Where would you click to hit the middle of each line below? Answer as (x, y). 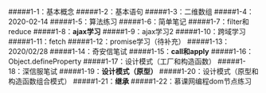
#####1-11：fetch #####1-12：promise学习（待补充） (97, 41)
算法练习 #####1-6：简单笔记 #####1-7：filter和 (169, 21)
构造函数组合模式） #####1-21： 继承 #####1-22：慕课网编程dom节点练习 (130, 81)
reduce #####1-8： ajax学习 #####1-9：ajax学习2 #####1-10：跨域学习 (127, 31)
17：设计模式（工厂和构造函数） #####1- (178, 61)
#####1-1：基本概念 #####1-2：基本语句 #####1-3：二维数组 (110, 12)
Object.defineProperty (45, 61)
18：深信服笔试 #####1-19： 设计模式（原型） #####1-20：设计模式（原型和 (133, 71)
